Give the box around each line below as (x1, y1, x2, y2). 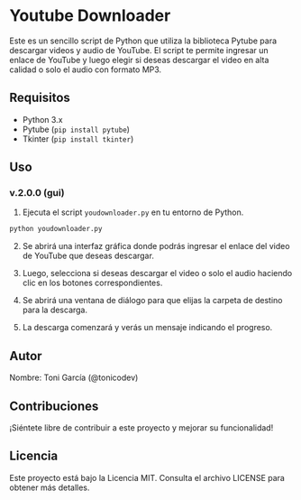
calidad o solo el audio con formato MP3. (9, 64, 162, 75)
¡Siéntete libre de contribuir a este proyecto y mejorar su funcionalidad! (9, 421, 274, 433)
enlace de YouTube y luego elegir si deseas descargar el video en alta (9, 54, 269, 65)
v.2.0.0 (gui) (9, 187, 65, 199)
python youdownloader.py (9, 225, 103, 234)
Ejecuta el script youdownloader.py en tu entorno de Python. (22, 207, 244, 218)
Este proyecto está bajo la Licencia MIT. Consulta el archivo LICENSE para (9, 472, 286, 483)
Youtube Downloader (9, 5, 171, 26)
